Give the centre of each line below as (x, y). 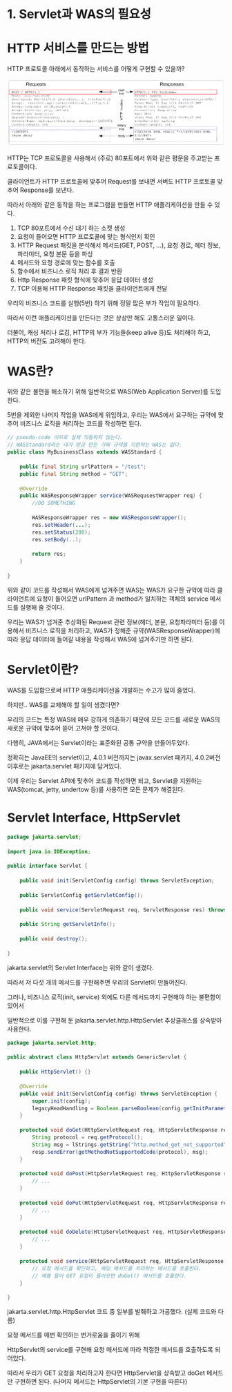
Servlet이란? (43, 670)
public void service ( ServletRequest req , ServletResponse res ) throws (123, 910)
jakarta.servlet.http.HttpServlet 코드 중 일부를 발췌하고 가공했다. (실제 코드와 (112, 1312)
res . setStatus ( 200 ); (61, 532)
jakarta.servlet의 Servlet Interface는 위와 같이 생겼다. (80, 967)
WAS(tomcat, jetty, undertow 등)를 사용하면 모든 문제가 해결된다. (96, 789)
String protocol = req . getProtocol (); (88, 1138)
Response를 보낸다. (47, 190)
